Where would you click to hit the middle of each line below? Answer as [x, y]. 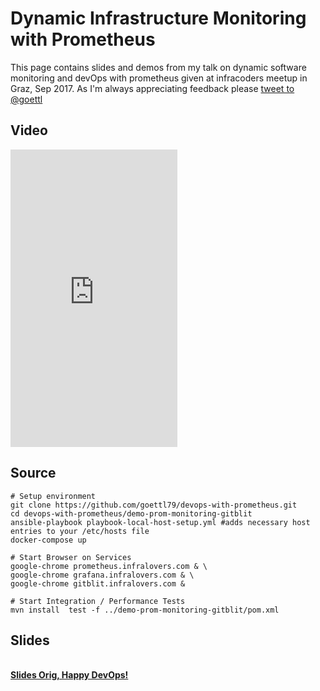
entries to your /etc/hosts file [80, 531]
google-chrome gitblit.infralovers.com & [98, 583]
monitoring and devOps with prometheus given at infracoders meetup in [159, 78]
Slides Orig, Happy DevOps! [69, 675]
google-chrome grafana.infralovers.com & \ [102, 575]
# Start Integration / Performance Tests [98, 601]
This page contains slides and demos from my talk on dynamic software [158, 67]
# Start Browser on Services [71, 557]
